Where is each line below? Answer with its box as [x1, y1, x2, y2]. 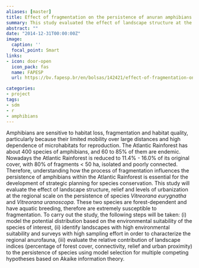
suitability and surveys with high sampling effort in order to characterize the [6, 230, 191, 237]
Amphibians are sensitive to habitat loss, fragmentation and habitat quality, [6, 129, 188, 136]
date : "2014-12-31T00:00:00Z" [6, 31, 81, 37]
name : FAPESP [11, 69, 44, 75]
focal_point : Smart [11, 47, 60, 53]
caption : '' [11, 42, 41, 48]
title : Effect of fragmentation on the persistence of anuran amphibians [6, 14, 192, 20]
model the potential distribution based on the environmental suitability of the [6, 218, 192, 225]
